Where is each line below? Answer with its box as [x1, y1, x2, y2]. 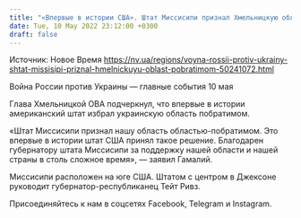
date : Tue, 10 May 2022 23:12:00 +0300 [9, 22, 159, 31]
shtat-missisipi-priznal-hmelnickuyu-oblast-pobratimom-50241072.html [9, 64, 275, 74]
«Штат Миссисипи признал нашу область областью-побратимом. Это [9, 126, 279, 136]
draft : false [9, 30, 58, 39]
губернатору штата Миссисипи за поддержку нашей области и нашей [9, 144, 279, 155]
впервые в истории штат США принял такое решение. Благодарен [9, 135, 264, 146]
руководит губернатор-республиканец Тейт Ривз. [9, 181, 201, 192]
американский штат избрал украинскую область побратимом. [9, 109, 251, 119]
